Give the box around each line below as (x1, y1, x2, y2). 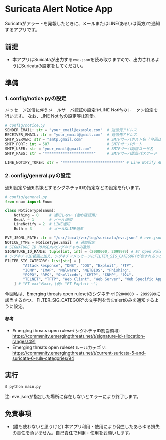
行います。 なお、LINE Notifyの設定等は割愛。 (5, 113, 99, 119)
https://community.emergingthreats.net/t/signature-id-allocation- (12, 333, 145, 339)
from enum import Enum (5, 199, 52, 204)
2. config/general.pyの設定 (5, 172, 71, 179)
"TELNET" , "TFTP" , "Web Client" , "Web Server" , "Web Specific (23, 276, 154, 282)
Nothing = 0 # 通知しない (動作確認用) (14, 213, 97, 218)
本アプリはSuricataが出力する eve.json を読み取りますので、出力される (12, 56, 156, 62)
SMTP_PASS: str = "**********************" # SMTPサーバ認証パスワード (5, 151, 157, 156)
